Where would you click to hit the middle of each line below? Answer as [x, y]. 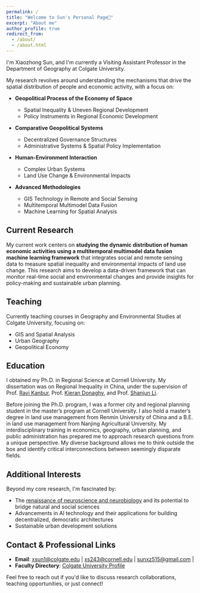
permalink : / [22, 12]
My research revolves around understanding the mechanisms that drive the [99, 80]
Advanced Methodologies [48, 187]
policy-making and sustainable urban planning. [64, 283]
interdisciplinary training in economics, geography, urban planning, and [94, 430]
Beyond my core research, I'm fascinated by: [61, 489]
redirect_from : [25, 34]
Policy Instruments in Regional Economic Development [91, 116]
